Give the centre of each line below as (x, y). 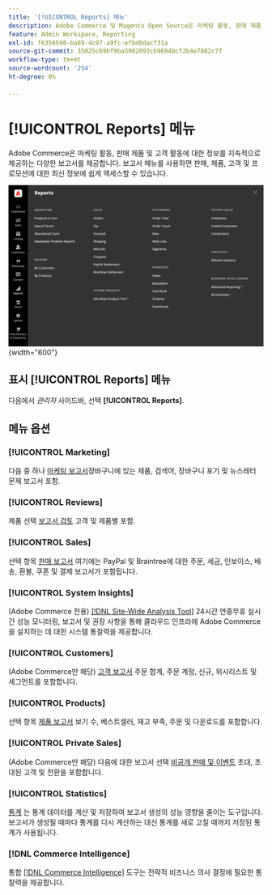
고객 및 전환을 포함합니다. (63, 772)
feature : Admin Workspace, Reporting (72, 34)
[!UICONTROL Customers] (61, 653)
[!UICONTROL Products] (57, 703)
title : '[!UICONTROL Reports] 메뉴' (68, 17)
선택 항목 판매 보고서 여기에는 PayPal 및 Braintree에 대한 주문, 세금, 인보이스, (131, 561)
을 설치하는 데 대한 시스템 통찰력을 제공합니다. (81, 631)
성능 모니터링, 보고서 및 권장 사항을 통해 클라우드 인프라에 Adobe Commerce (139, 621)
